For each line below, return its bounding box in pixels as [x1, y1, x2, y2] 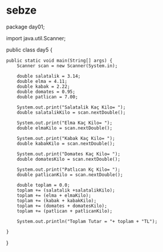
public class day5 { [6, 46, 53, 53]
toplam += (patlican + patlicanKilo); [17, 208, 113, 214]
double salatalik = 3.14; [17, 73, 81, 79]
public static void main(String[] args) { [6, 58, 113, 63]
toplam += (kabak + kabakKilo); [17, 197, 97, 203]
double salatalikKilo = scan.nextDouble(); [17, 109, 126, 116]
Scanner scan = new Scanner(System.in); [17, 63, 118, 69]
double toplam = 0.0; [17, 182, 70, 188]
